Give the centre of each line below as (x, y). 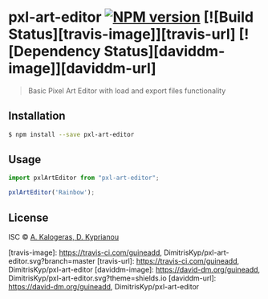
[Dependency (55, 51)
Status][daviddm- (164, 51)
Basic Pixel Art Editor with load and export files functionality (127, 90)
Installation (37, 116)
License (28, 217)
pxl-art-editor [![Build (131, 17)
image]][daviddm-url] (82, 69)
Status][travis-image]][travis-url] (122, 34)
